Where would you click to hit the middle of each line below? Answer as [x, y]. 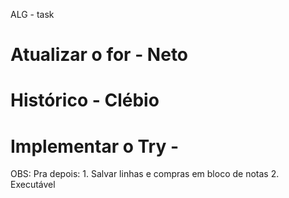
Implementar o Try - [95, 146]
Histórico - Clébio [85, 100]
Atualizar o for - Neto [99, 55]
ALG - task [32, 14]
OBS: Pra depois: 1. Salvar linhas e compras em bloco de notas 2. [145, 174]
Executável [33, 185]
